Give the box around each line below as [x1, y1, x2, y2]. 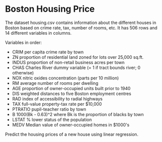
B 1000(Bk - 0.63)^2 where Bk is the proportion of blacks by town [12, 111, 144, 117]
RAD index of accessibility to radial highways [12, 95, 103, 101]
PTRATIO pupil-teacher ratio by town [12, 106, 86, 112]
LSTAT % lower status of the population [12, 117, 92, 122]
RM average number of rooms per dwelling [12, 80, 99, 86]
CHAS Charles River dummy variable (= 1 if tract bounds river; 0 [12, 65, 141, 71]
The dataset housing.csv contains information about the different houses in [5, 20, 157, 25]
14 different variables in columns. [5, 30, 72, 36]
